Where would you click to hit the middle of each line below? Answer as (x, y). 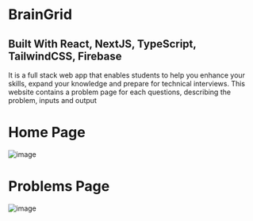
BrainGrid (40, 15)
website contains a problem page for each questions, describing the (120, 92)
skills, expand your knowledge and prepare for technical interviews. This (127, 84)
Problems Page (59, 187)
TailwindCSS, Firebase (65, 56)
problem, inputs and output (52, 100)
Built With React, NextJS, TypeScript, (102, 44)
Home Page (47, 133)
